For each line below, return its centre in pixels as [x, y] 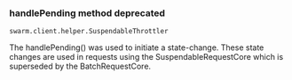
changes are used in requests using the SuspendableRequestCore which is [146, 57]
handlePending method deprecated [87, 13]
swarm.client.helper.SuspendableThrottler [89, 32]
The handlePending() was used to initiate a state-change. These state [137, 47]
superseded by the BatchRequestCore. [80, 66]
